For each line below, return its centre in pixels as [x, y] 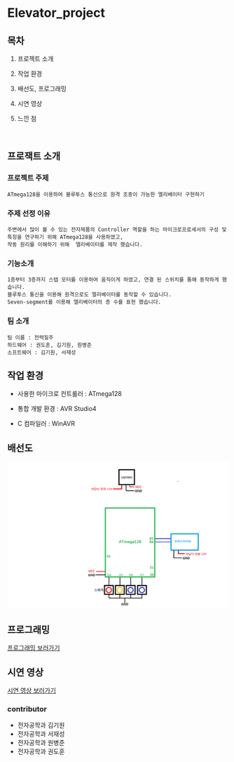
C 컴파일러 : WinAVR [46, 423]
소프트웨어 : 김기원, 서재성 [42, 353]
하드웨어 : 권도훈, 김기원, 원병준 [50, 345]
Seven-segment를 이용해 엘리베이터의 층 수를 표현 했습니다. [84, 302]
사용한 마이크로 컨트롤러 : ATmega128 [70, 394]
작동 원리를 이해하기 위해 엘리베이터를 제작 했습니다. [75, 244]
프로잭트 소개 [34, 156]
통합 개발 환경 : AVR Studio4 [57, 409]
